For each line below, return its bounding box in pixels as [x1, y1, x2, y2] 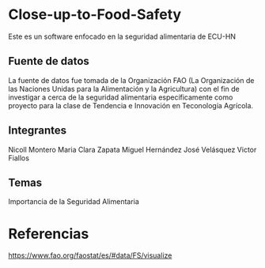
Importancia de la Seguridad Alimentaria [8, 197, 140, 206]
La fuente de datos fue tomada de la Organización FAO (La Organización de [8, 75, 255, 85]
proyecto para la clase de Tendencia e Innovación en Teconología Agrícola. [8, 100, 254, 110]
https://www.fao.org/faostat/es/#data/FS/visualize [8, 251, 172, 260]
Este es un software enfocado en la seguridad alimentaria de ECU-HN [8, 32, 236, 41]
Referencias [8, 225, 89, 243]
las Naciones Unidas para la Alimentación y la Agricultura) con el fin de [8, 84, 240, 93]
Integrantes [8, 124, 67, 138]
